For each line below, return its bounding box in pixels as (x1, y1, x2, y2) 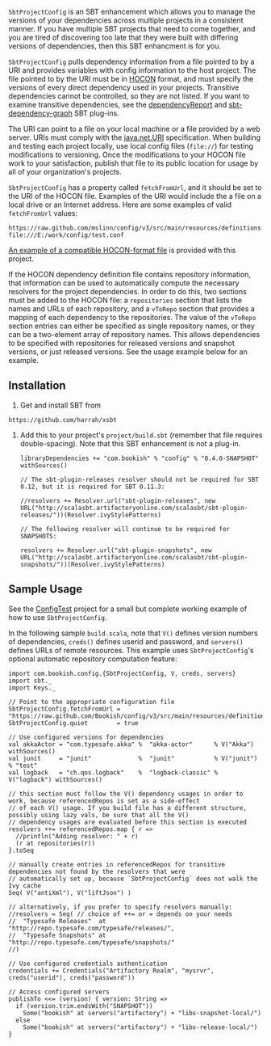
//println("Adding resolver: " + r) (15, 832, 139, 840)
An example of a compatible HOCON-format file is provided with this (8, 246, 236, 255)
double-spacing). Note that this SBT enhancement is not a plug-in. (19, 438, 241, 448)
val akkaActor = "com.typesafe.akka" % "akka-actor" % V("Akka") (8, 740, 254, 749)
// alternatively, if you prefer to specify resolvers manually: (8, 903, 232, 911)
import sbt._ (8, 677, 52, 685)
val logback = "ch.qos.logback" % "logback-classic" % (8, 768, 219, 777)
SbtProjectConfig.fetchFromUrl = (8, 705, 121, 713)
